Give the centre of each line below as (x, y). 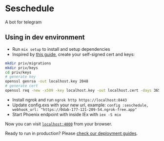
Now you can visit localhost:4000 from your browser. (59, 124)
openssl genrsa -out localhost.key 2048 (47, 81)
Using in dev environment (45, 37)
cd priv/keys (18, 72)
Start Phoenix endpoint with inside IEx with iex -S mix (67, 114)
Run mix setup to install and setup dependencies (61, 49)
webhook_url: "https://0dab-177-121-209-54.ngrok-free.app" (74, 110)
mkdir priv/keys (21, 68)
